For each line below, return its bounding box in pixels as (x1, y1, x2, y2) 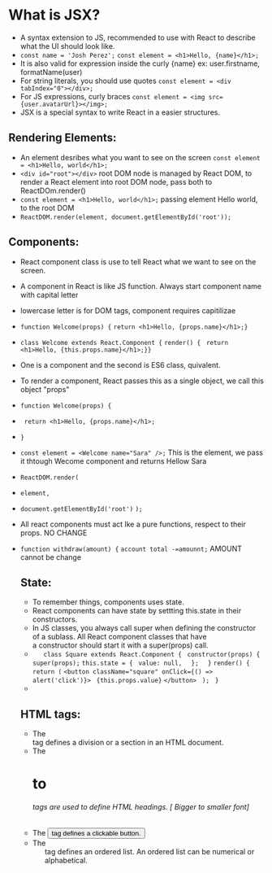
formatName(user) (19, 67, 83, 76)
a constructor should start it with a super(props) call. (32, 640, 209, 650)
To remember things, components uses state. (32, 597, 184, 607)
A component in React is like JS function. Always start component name (19, 281, 262, 290)
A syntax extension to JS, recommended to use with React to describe (19, 33, 256, 42)
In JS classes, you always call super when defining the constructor (32, 623, 257, 633)
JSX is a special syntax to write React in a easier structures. (19, 107, 221, 117)
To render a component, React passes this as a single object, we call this (19, 376, 264, 386)
